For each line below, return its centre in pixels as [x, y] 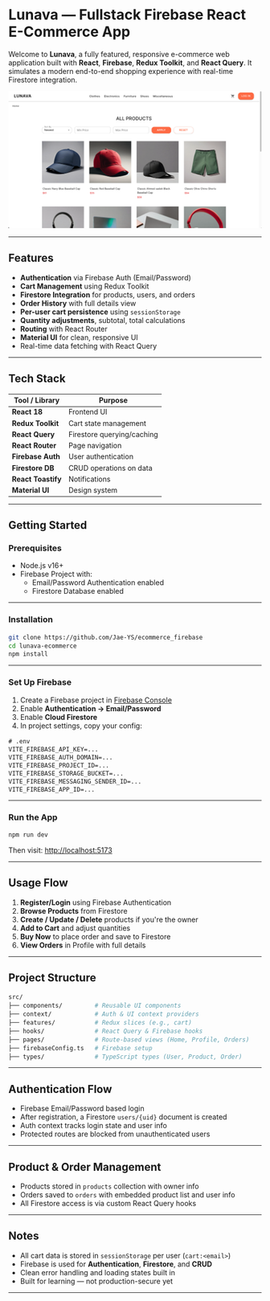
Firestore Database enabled [78, 591]
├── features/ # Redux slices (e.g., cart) [100, 1023]
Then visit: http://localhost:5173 [60, 850]
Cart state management [107, 423]
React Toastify [37, 479]
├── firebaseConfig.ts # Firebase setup [80, 1048]
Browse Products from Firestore [74, 910]
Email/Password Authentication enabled [98, 583]
